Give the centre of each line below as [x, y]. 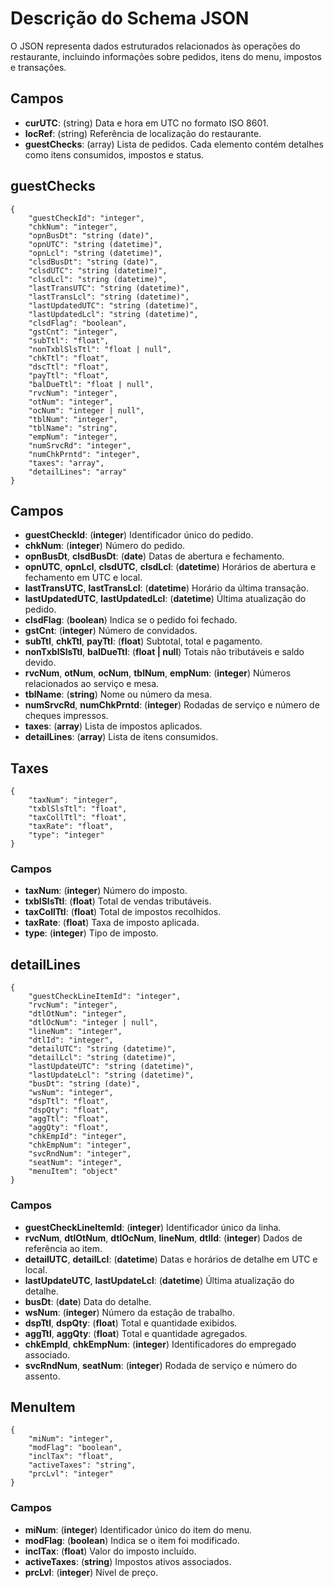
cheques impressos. [66, 716]
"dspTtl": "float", [69, 1102]
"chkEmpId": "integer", [78, 1137]
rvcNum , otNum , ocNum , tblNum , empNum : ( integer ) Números [158, 673]
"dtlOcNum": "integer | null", [93, 1023]
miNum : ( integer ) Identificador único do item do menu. [138, 1529]
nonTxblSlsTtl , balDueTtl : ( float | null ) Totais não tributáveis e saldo [164, 652]
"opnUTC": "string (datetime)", [95, 244]
